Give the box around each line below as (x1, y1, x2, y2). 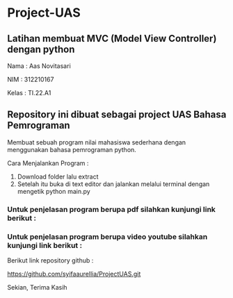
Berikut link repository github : (7, 256, 94, 265)
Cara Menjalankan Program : (7, 158, 89, 167)
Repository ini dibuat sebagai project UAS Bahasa (7, 109, 227, 121)
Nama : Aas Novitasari (7, 62, 71, 70)
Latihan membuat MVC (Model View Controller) (7, 33, 217, 44)
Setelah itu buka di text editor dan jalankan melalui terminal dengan (17, 179, 210, 188)
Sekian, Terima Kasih (7, 283, 67, 292)
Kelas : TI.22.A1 (7, 89, 51, 97)
